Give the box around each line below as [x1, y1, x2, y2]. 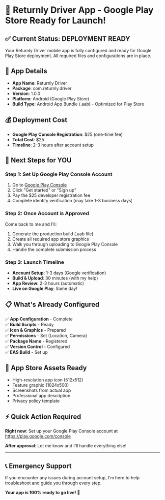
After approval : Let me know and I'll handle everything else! [5, 443, 127, 449]
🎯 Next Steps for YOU [5, 156, 72, 164]
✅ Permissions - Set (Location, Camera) [5, 332, 87, 339]
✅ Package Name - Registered [5, 338, 68, 344]
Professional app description [12, 392, 71, 398]
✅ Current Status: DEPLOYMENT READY [5, 34, 131, 43]
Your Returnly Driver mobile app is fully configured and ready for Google [5, 48, 152, 53]
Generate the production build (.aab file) [12, 231, 94, 237]
